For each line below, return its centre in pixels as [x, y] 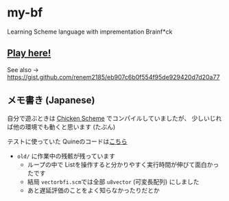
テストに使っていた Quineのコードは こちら [68, 141]
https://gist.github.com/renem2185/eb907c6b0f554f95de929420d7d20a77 [114, 77]
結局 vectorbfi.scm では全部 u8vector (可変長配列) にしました [113, 181]
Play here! [29, 53]
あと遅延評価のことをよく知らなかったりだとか [93, 190]
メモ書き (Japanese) [51, 100]
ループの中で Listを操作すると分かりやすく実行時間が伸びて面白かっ [123, 164]
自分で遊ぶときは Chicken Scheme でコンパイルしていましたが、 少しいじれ [114, 118]
